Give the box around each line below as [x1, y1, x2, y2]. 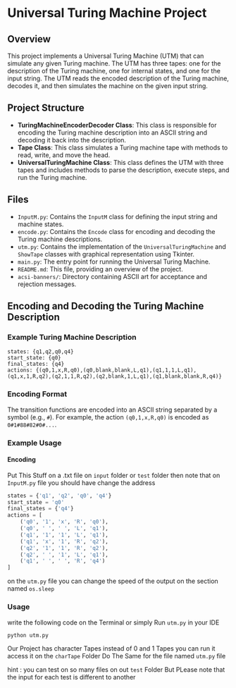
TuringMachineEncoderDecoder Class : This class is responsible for [17, 121, 217, 129]
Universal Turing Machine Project [7, 5, 207, 21]
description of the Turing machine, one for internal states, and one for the [7, 67, 221, 75]
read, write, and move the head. [17, 150, 111, 159]
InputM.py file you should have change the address [7, 478, 156, 487]
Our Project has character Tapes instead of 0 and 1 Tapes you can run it [7, 644, 216, 653]
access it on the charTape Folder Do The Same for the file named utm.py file [7, 651, 226, 660]
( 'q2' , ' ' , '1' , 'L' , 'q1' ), [20, 551, 109, 558]
